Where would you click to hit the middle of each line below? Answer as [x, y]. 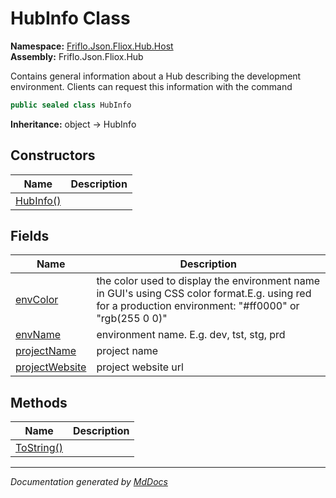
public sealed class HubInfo [71, 105]
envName [38, 335]
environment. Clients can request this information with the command [151, 86]
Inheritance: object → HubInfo [73, 124]
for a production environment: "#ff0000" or [198, 306]
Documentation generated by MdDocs [89, 482]
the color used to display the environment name [208, 281]
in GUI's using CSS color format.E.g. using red [204, 294]
